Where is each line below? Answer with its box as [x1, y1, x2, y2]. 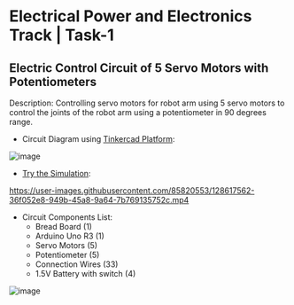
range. [9, 117, 34, 127]
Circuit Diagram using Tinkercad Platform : [21, 134, 175, 144]
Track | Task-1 [9, 25, 115, 45]
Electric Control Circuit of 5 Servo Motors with [9, 60, 269, 75]
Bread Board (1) [35, 222, 93, 231]
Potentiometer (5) [35, 250, 100, 260]
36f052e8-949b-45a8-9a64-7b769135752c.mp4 [9, 195, 190, 205]
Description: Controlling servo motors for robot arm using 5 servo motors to [9, 98, 285, 108]
